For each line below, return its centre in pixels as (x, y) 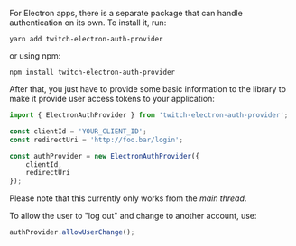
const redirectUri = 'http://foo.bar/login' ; (96, 140)
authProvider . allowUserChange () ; (72, 232)
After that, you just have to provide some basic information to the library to (148, 89)
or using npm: (35, 56)
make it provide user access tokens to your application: (112, 99)
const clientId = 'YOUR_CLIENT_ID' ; (78, 131)
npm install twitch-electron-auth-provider (92, 72)
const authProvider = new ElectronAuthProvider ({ (105, 156)
